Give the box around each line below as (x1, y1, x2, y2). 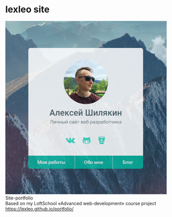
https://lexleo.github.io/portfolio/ (5, 206, 74, 212)
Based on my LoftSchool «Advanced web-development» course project (5, 200, 156, 206)
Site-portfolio (5, 194, 33, 201)
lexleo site (5, 4, 50, 15)
